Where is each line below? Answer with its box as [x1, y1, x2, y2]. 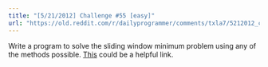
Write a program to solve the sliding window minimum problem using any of [8, 41, 257, 50]
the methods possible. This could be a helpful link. [8, 49, 174, 59]
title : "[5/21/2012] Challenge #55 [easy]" [8, 11, 156, 20]
